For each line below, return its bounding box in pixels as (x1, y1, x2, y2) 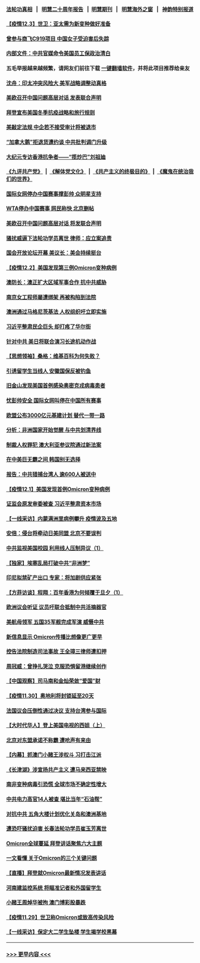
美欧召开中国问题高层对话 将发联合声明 (6, 220, 102, 227)
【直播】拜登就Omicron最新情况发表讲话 (6, 869, 107, 876)
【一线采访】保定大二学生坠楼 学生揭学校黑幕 (6, 928, 117, 936)
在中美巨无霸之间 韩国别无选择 (6, 456, 81, 463)
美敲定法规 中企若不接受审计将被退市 (6, 124, 96, 131)
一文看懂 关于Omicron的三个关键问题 (6, 854, 97, 862)
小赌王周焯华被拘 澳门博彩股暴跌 (6, 899, 86, 906)
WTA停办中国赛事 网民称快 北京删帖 (6, 205, 94, 212)
